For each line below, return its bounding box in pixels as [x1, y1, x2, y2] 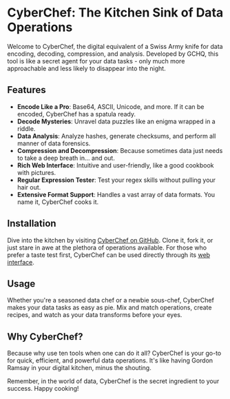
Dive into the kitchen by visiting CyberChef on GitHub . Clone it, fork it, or [7, 236, 213, 244]
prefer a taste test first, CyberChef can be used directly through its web [7, 250, 211, 259]
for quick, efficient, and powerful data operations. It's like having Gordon [7, 356, 213, 365]
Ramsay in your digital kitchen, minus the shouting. [7, 364, 151, 372]
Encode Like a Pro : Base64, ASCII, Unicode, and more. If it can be [17, 102, 205, 111]
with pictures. [17, 168, 56, 176]
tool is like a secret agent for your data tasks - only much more [7, 57, 185, 65]
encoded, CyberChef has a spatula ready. [17, 110, 136, 118]
